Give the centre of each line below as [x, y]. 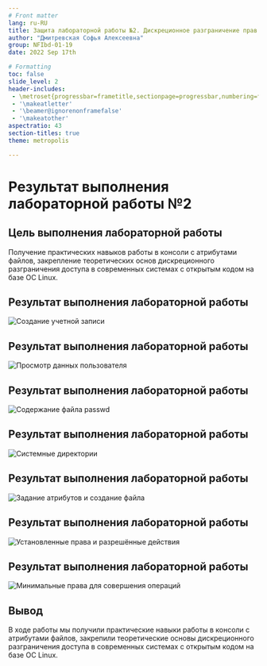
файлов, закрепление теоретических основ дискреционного [111, 260]
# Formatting [30, 67]
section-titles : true [44, 133]
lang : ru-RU [28, 23]
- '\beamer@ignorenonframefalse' [67, 111]
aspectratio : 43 [35, 126]
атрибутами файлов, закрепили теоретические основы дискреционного [131, 638]
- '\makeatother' [40, 119]
